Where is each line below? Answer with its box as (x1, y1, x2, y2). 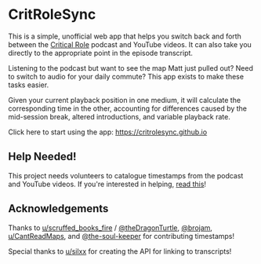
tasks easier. (8, 80, 49, 90)
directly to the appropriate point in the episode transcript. (8, 48, 194, 57)
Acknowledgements (8, 202, 109, 215)
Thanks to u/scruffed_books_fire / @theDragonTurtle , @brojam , (8, 222, 213, 233)
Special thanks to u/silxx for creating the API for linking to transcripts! (8, 246, 232, 256)
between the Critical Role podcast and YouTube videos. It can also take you (8, 39, 252, 49)
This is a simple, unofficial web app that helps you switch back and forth (8, 31, 241, 41)
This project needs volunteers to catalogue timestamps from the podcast (8, 170, 244, 180)
